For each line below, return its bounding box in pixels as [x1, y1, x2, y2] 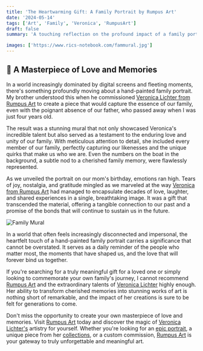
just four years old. [6, 113, 53, 120]
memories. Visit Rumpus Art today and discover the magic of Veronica [6, 318, 181, 326]
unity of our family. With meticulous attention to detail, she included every [6, 137, 190, 145]
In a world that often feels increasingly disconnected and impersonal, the [6, 231, 188, 238]
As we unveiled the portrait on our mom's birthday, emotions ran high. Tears [6, 175, 196, 182]
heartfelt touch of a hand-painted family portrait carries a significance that [6, 237, 192, 244]
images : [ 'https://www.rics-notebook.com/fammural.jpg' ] [6, 42, 153, 48]
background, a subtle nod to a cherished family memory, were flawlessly [6, 157, 187, 164]
